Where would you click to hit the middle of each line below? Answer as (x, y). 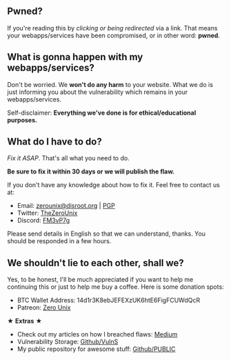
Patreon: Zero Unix (44, 307)
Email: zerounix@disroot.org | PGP (66, 206)
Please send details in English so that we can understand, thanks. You (106, 234)
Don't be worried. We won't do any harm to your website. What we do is (110, 84)
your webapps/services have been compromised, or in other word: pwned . (114, 35)
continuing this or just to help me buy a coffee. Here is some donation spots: (115, 287)
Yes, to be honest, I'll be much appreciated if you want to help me (100, 280)
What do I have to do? (54, 142)
